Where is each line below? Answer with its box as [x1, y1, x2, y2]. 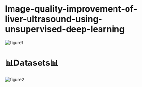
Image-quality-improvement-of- [5, 3, 138, 14]
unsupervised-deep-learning [5, 24, 125, 35]
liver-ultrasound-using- [5, 13, 102, 25]
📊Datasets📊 [5, 58, 59, 68]
